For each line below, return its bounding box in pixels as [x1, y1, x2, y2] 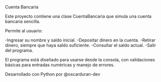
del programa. [5, 48, 33, 53]
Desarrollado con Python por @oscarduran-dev [5, 71, 101, 77]
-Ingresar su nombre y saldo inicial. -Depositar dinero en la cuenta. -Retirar [5, 37, 156, 43]
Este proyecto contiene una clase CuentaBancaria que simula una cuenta [5, 14, 152, 19]
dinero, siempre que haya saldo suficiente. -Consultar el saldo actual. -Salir [5, 42, 157, 48]
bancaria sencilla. [5, 19, 40, 24]
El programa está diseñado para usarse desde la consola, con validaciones [5, 57, 155, 62]
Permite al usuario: [5, 28, 43, 33]
